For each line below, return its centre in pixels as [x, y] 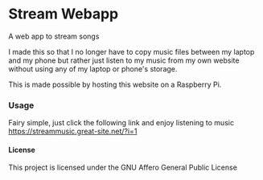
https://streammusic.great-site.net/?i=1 [73, 131]
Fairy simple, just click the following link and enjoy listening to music [121, 123]
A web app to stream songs [54, 36]
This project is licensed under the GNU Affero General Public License [123, 168]
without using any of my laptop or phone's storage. [93, 68]
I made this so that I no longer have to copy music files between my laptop [131, 51]
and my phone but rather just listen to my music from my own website [124, 60]
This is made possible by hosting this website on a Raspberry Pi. [115, 84]
